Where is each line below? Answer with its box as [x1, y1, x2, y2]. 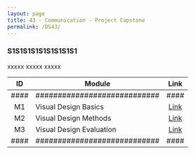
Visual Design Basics [35, 102, 104, 112]
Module [85, 78, 110, 88]
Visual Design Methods [35, 113, 112, 123]
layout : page [7, 10, 45, 17]
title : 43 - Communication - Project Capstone [7, 17, 145, 24]
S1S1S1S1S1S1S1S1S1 [7, 46, 78, 56]
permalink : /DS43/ [7, 23, 61, 30]
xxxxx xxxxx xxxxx [7, 62, 62, 71]
